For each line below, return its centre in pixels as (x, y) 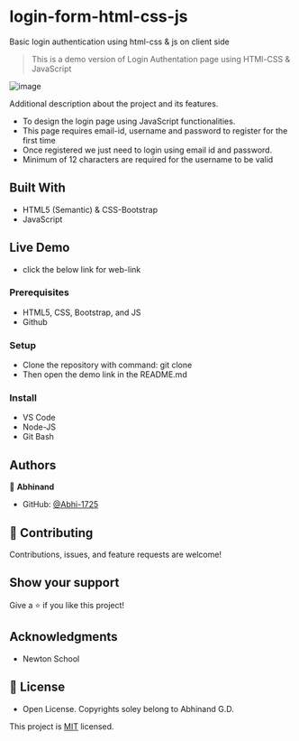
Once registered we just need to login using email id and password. (147, 150)
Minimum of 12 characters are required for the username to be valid (148, 159)
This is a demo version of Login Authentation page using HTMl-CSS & (161, 59)
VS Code (39, 418)
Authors (33, 465)
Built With (37, 188)
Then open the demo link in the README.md (104, 375)
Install (23, 398)
